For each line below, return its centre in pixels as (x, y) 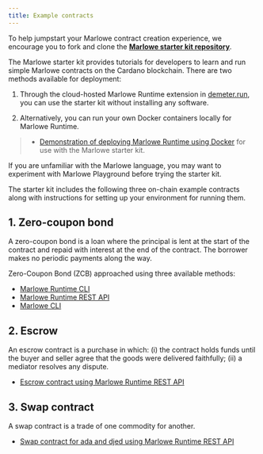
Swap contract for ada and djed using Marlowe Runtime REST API (127, 441)
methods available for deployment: (65, 78)
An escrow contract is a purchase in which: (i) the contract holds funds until (132, 350)
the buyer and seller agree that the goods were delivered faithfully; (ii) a (126, 358)
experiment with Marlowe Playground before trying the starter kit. (115, 174)
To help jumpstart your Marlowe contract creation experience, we (115, 38)
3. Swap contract (51, 407)
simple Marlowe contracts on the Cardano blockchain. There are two (120, 70)
